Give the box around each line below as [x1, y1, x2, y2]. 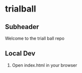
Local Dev [5, 49, 36, 58]
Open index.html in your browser [12, 62, 77, 68]
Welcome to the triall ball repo [5, 35, 65, 41]
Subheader [5, 23, 40, 31]
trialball [5, 3, 36, 15]
